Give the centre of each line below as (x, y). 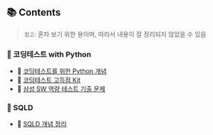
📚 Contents (34, 12)
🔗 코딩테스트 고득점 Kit (49, 80)
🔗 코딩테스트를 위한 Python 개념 (62, 71)
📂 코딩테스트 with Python (49, 54)
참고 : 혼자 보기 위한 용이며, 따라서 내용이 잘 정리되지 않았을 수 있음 (115, 34)
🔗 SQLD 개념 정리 (42, 124)
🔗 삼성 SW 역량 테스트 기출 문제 (61, 89)
